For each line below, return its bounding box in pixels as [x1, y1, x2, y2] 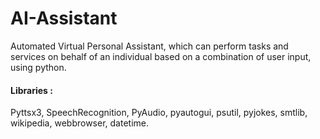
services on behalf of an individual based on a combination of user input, [10, 50, 312, 62]
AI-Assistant [10, 7, 118, 30]
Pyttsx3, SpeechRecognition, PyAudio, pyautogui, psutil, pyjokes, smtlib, [10, 107, 308, 119]
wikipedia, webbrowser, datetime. [10, 117, 149, 129]
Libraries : [10, 84, 53, 96]
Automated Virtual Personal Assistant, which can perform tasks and [10, 40, 289, 52]
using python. [10, 61, 67, 73]
